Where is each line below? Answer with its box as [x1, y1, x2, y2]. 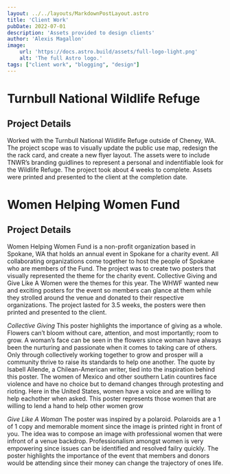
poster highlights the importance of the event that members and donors [7, 451, 210, 460]
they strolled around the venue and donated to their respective [7, 293, 184, 302]
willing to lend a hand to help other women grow [7, 401, 143, 409]
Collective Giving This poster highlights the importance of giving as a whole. [7, 321, 223, 330]
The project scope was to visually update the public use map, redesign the [7, 144, 218, 152]
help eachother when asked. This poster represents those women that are [7, 394, 216, 403]
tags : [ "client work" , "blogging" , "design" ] [7, 61, 139, 68]
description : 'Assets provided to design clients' [7, 29, 155, 36]
